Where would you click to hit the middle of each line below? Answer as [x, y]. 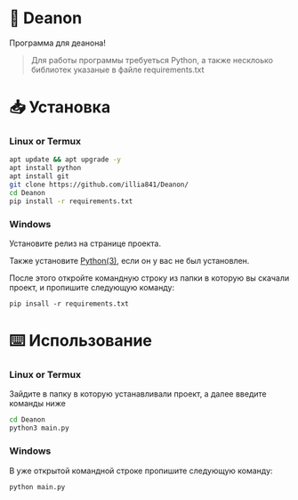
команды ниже [38, 404]
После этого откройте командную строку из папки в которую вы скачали [149, 278]
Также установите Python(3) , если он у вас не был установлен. [129, 260]
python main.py [37, 487]
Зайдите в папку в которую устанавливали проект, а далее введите [138, 394]
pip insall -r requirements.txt [69, 303]
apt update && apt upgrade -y [65, 160]
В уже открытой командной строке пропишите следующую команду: [141, 471]
